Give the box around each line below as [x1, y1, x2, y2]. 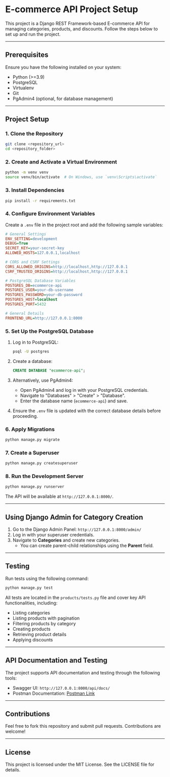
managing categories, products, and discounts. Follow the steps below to [5, 25, 158, 31]
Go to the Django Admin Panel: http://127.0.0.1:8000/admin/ [12, 526, 142, 532]
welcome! [5, 728, 26, 734]
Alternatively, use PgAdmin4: [12, 377, 73, 383]
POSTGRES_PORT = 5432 [5, 302, 47, 307]
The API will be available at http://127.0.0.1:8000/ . [5, 493, 114, 499]
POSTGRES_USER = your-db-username [5, 288, 73, 293]
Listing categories [12, 610, 51, 616]
